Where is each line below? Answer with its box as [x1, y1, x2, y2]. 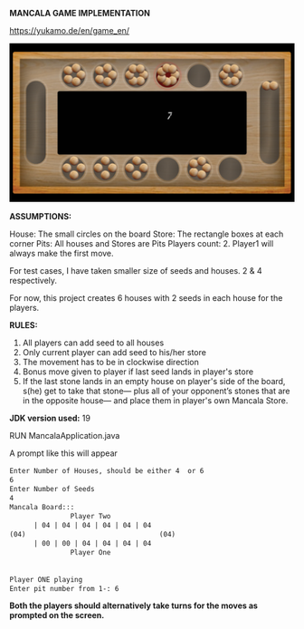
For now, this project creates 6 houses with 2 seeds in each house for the [9, 292, 283, 303]
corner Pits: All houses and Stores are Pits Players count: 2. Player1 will [9, 237, 274, 248]
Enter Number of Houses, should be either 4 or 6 [9, 466, 204, 475]
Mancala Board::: [9, 502, 75, 511]
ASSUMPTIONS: [9, 210, 72, 221]
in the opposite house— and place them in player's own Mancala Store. [22, 394, 289, 406]
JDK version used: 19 [9, 412, 90, 423]
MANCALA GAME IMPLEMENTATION [9, 8, 151, 18]
